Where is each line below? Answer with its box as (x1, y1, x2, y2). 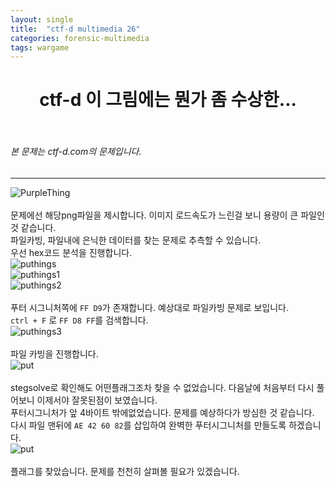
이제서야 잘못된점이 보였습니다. (36, 394, 158, 406)
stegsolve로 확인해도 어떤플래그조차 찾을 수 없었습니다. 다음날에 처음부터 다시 (10, 381, 315, 393)
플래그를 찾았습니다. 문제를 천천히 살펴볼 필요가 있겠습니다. (10, 465, 240, 477)
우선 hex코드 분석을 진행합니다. (10, 246, 133, 258)
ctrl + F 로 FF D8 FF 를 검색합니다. (10, 314, 149, 326)
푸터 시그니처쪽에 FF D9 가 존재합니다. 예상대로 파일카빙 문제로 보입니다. (10, 301, 289, 313)
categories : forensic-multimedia (10, 33, 150, 43)
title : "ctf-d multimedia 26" (10, 24, 141, 34)
